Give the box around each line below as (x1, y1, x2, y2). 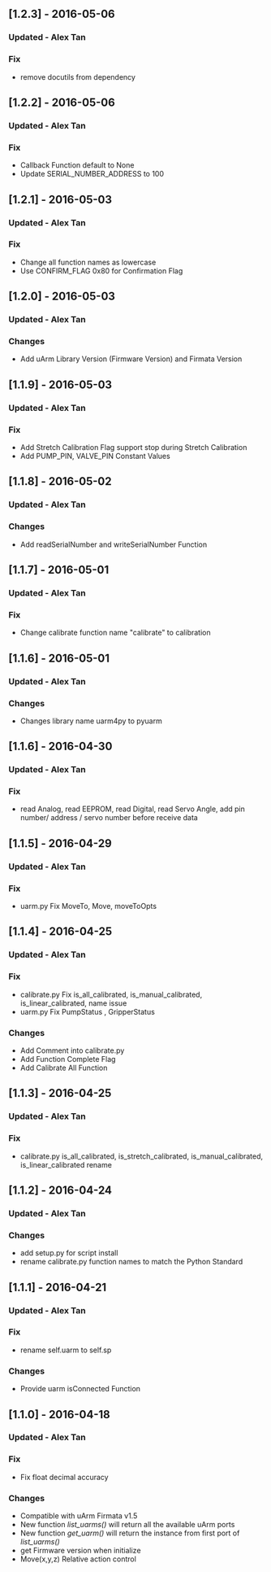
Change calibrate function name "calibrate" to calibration (19, 627, 211, 638)
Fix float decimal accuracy (19, 1472, 109, 1482)
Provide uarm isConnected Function (19, 1384, 140, 1394)
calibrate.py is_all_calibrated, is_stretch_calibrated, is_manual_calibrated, (19, 1151, 264, 1161)
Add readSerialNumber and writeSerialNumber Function (19, 539, 208, 549)
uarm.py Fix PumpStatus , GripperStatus (19, 1007, 156, 1016)
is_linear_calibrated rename (19, 1159, 112, 1169)
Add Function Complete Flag (19, 1055, 116, 1063)
